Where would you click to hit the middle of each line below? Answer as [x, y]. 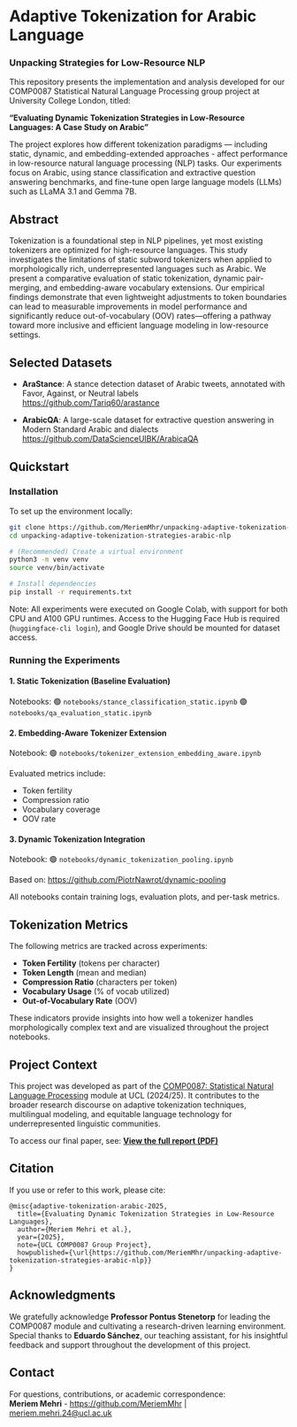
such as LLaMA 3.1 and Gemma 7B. [73, 191]
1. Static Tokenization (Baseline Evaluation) [90, 681]
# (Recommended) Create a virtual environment [96, 552]
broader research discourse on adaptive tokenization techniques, [128, 1105]
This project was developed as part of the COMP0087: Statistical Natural [141, 1086]
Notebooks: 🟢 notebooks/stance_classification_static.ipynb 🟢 [128, 702]
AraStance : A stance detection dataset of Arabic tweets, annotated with [153, 384]
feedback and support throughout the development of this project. [130, 1345]
